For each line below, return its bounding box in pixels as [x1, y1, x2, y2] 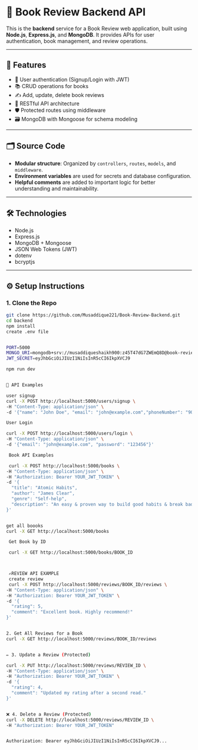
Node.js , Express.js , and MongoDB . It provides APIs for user [6, 31, 155, 38]
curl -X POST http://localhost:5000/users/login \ [6, 431, 133, 437]
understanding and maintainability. [14, 185, 99, 192]
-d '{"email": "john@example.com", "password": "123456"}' [6, 442, 154, 448]
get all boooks [6, 523, 44, 529]
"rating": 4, [11, 684, 44, 691]
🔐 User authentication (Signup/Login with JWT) [14, 76, 130, 83]
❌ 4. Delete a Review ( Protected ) [6, 711, 92, 717]
